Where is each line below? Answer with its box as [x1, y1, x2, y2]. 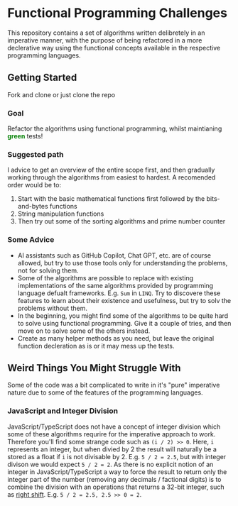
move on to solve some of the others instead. [17, 326, 151, 335]
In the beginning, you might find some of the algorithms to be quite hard [17, 311, 229, 320]
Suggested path [7, 149, 64, 159]
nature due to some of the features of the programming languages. [7, 388, 204, 397]
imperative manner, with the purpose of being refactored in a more [7, 35, 202, 44]
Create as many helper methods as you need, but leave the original [17, 334, 215, 342]
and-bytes [17, 202, 48, 211]
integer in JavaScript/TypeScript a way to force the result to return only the [7, 467, 227, 476]
